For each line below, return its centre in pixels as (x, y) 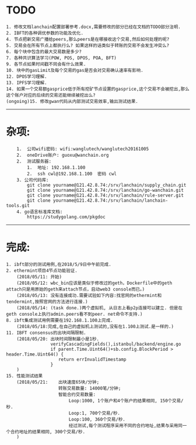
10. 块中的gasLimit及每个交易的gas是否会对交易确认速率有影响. (75, 70)
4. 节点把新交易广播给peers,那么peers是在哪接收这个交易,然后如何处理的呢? (88, 39)
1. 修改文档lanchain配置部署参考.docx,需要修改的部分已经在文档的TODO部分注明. (93, 27)
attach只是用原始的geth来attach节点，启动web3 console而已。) (76, 289)
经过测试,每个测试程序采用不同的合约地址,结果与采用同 (125, 425)
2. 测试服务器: (34, 161)
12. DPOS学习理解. (27, 77)
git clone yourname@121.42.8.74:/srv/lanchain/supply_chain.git (107, 185)
